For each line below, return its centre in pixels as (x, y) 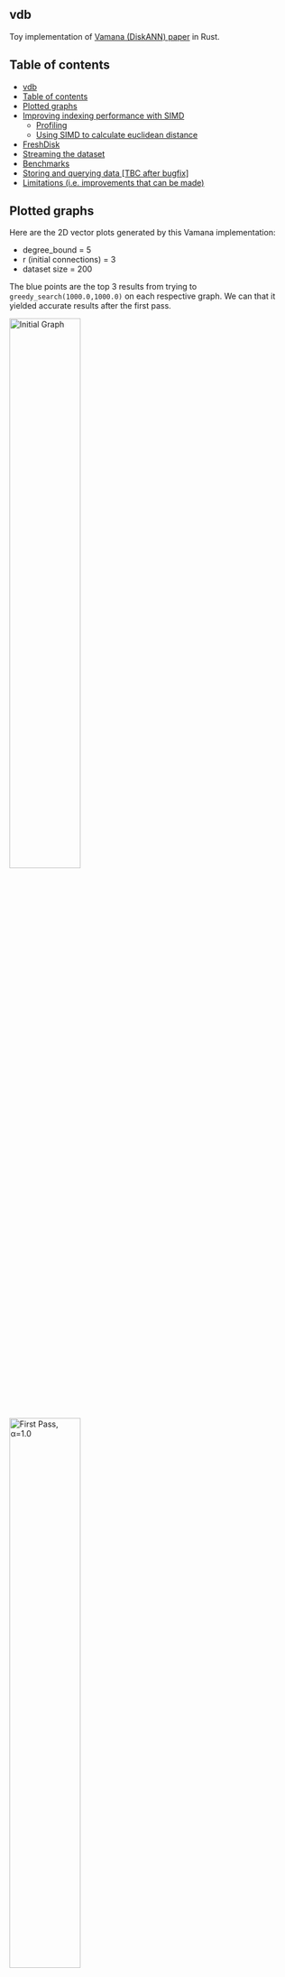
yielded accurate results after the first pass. (90, 306)
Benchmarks (46, 163)
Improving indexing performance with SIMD (103, 115)
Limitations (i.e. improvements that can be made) (113, 182)
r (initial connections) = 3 (69, 260)
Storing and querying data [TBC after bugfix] (106, 173)
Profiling (51, 125)
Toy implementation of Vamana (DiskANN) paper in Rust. (115, 36)
